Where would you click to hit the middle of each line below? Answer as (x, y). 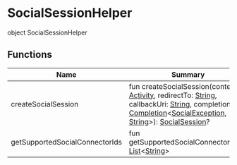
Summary (188, 74)
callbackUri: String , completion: (181, 104)
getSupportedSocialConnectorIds (66, 142)
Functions (30, 55)
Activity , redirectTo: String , (173, 95)
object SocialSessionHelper (47, 32)
